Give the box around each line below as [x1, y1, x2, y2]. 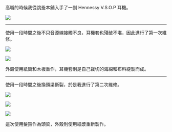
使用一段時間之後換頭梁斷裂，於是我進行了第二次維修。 [5, 82, 122, 88]
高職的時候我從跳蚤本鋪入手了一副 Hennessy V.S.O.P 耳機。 [5, 5, 131, 10]
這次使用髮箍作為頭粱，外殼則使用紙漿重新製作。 [5, 121, 109, 127]
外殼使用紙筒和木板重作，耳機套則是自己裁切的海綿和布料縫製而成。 [5, 66, 149, 72]
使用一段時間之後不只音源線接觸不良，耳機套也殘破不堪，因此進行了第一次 [5, 30, 162, 36]
